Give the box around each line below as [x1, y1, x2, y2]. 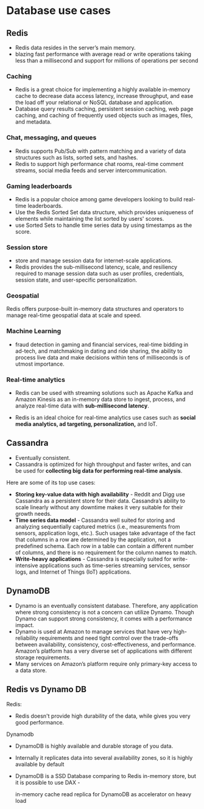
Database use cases [6, 4, 111, 18]
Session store [6, 243, 48, 251]
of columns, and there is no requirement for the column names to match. [15, 549, 197, 556]
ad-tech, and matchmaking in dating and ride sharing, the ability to [15, 347, 183, 355]
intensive [15, 561, 38, 569]
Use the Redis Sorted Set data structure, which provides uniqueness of [15, 208, 194, 216]
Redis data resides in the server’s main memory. [15, 44, 136, 51]
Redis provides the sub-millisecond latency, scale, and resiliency [15, 263, 178, 271]
